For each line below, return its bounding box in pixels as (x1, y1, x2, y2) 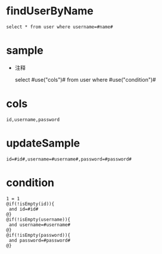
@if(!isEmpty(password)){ (6, 232, 70, 238)
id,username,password (6, 116, 60, 123)
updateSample (6, 137, 80, 150)
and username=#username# (8, 222, 70, 228)
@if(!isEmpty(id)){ (6, 201, 55, 207)
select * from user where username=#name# (6, 24, 113, 30)
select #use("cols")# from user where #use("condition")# (14, 76, 156, 83)
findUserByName (6, 4, 94, 18)
